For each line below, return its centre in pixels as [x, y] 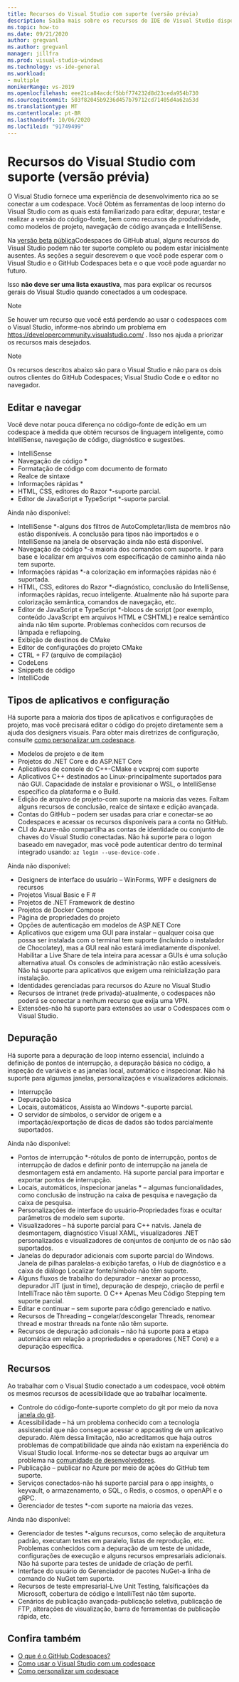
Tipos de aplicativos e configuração [89, 700]
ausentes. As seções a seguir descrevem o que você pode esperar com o [115, 256]
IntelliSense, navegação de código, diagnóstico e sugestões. [96, 440]
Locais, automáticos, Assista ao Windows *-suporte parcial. [105, 1107]
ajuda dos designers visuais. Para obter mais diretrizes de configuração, [113, 732]
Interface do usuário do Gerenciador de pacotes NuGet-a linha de [114, 1571]
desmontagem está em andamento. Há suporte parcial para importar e [121, 1172]
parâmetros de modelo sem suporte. [71, 1217]
